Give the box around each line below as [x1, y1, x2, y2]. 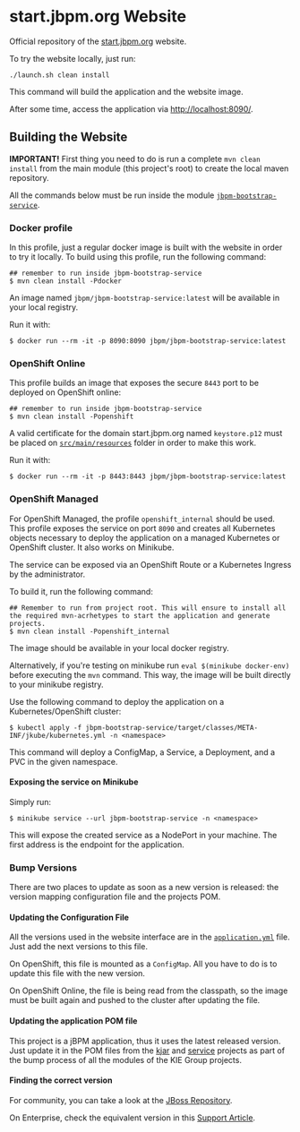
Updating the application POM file [9, 1015, 138, 1026]
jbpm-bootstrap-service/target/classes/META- [85, 723, 258, 732]
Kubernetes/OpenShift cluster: [9, 706, 122, 716]
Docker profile [9, 221, 73, 234]
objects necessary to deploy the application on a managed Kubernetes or [9, 532, 280, 543]
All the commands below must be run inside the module [9, 190, 215, 201]
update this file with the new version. [9, 968, 146, 979]
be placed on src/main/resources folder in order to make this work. [9, 437, 257, 449]
